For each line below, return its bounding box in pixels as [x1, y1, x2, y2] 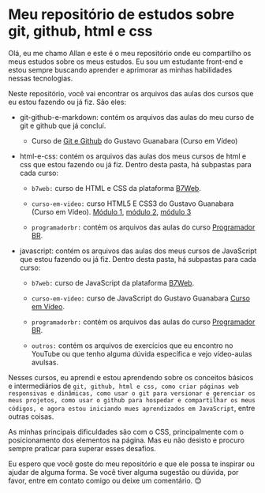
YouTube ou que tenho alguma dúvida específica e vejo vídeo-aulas [31, 349, 252, 358]
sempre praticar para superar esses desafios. [8, 443, 156, 453]
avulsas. [31, 357, 59, 367]
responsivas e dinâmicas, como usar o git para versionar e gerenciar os [8, 389, 256, 398]
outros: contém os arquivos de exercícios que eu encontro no [31, 341, 233, 350]
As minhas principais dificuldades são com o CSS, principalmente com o [8, 427, 244, 436]
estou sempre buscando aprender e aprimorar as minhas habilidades [8, 65, 233, 74]
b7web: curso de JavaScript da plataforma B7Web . [31, 278, 195, 287]
